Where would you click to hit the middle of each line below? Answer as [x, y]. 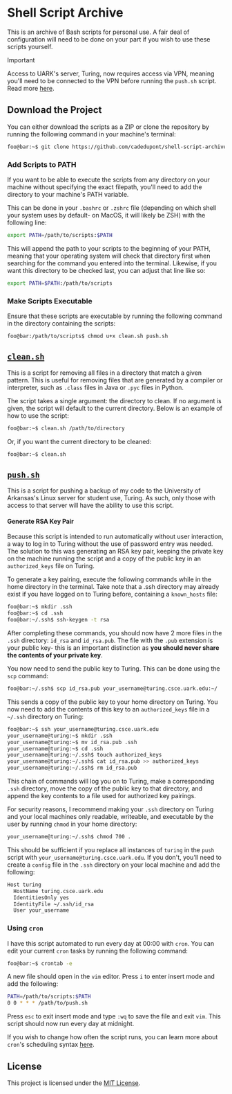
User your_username [41, 910]
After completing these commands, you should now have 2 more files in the [115, 633]
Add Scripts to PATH [42, 164]
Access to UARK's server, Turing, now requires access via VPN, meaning [111, 73]
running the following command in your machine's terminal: [91, 134]
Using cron [25, 928]
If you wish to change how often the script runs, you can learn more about [113, 1037]
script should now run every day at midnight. [71, 1024]
